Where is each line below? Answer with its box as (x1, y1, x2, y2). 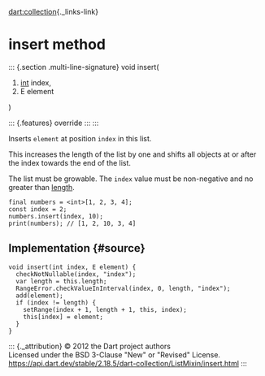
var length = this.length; (15, 277, 107, 285)
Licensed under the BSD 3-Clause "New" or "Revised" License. (8, 349, 221, 360)
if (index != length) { (15, 298, 96, 307)
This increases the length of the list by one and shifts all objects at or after (8, 149, 257, 159)
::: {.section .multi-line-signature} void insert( (8, 62, 159, 71)
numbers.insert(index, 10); (8, 212, 104, 220)
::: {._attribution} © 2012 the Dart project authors (8, 341, 171, 351)
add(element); (15, 292, 63, 300)
